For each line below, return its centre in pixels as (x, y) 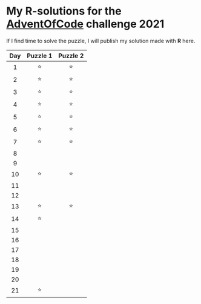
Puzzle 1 (40, 56)
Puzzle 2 (71, 56)
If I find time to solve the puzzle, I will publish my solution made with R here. (101, 41)
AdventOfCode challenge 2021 (85, 24)
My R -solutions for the (64, 11)
